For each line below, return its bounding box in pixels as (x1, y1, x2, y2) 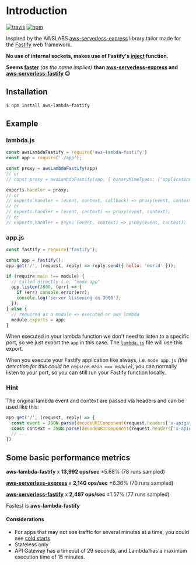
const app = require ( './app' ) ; (6, 155, 82, 161)
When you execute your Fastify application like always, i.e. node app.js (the (6, 357, 188, 364)
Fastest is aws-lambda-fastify (6, 502, 80, 509)
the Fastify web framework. (6, 41, 72, 48)
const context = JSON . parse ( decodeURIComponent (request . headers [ (11, 426, 174, 432)
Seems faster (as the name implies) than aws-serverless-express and (6, 63, 178, 71)
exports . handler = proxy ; (6, 187, 69, 193)
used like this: (6, 403, 40, 410)
